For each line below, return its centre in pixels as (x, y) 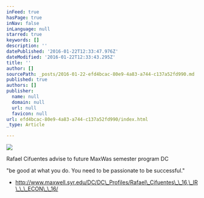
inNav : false (23, 23)
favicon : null (30, 114)
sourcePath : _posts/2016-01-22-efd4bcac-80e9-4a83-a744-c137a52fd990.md (100, 74)
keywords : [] (23, 40)
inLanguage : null (28, 29)
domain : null (28, 102)
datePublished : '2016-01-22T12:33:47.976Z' (62, 52)
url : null (24, 108)
